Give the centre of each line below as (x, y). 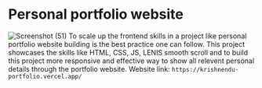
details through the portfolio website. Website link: (89, 69)
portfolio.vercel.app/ (45, 76)
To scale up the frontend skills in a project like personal (158, 36)
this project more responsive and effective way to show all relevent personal (131, 61)
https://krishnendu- (205, 69)
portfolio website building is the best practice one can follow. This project (127, 44)
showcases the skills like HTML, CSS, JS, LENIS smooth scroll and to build (128, 52)
